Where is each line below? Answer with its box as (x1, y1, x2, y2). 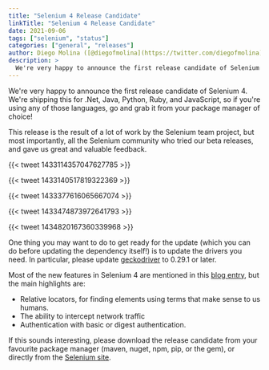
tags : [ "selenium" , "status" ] (8, 34, 110, 43)
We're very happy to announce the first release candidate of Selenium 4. (8, 86, 248, 96)
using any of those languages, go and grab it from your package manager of (8, 103, 260, 112)
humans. (19, 303, 50, 312)
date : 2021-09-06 (8, 26, 66, 35)
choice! (8, 112, 34, 121)
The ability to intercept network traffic (19, 311, 146, 321)
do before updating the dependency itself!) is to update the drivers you (8, 246, 243, 255)
